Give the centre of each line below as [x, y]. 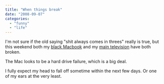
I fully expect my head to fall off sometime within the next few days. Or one [81, 71]
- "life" [18, 28]
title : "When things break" [34, 10]
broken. [13, 52]
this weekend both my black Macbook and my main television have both [78, 47]
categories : [17, 19]
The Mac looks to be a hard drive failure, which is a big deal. [66, 62]
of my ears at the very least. [34, 76]
